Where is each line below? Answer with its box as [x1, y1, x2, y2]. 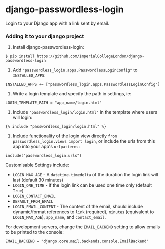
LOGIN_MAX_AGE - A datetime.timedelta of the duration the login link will [12, 172, 158, 178]
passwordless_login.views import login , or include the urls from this [12, 138, 155, 144]
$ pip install [5, 54, 35, 59]
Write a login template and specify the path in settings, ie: [12, 91, 132, 97]
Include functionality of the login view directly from [12, 133, 117, 139]
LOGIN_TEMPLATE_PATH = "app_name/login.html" [5, 100, 102, 106]
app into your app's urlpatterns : [12, 144, 80, 150]
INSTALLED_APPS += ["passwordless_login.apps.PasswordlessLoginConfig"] [5, 82, 160, 87]
